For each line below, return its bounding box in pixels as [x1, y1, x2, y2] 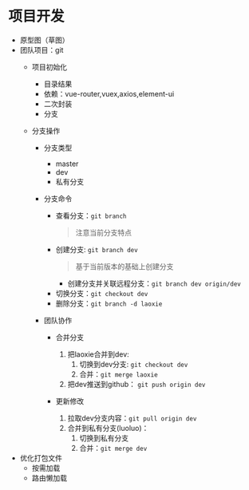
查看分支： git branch [55, 211, 127, 220]
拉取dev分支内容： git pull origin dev [67, 413, 197, 423]
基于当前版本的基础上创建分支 [75, 261, 174, 271]
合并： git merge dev [79, 443, 148, 452]
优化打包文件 [19, 452, 62, 463]
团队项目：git [19, 45, 64, 54]
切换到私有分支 [79, 433, 129, 443]
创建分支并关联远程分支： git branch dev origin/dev [67, 279, 241, 288]
